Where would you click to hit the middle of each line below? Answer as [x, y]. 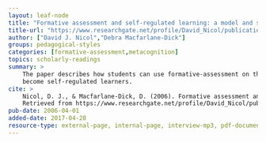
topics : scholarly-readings [55, 60]
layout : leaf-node [38, 15]
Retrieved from [47, 103]
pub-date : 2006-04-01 [44, 111]
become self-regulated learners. [78, 81]
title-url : [26, 30]
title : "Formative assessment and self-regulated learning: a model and [131, 23]
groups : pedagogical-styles [55, 45]
